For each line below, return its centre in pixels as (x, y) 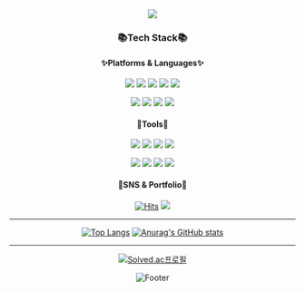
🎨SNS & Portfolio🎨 (152, 184)
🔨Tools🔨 (152, 124)
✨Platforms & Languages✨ (152, 63)
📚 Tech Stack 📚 (152, 37)
